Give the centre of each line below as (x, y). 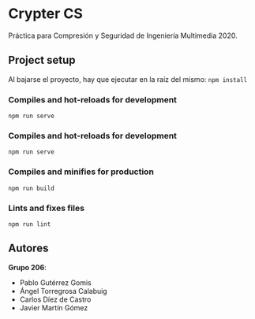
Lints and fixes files (47, 208)
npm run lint (30, 224)
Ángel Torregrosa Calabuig (64, 291)
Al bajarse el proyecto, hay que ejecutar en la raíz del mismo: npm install (127, 79)
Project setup (42, 60)
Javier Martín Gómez (54, 307)
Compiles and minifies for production (81, 172)
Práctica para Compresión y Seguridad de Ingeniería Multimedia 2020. (123, 35)
